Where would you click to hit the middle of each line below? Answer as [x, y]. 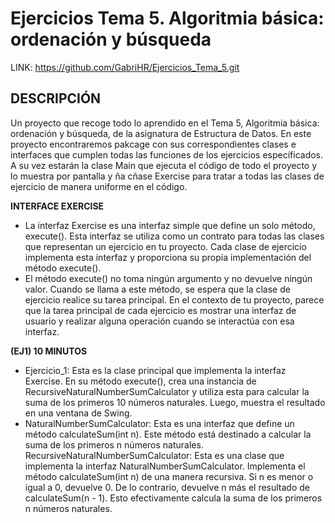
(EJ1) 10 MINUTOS [49, 351]
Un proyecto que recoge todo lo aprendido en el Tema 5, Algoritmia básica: [165, 123]
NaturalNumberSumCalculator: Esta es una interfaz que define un [159, 423]
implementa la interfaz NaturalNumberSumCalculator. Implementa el [165, 466]
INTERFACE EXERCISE [57, 206]
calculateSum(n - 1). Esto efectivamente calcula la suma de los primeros [173, 498]
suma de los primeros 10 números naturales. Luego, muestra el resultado [175, 402]
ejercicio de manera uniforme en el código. [99, 186]
